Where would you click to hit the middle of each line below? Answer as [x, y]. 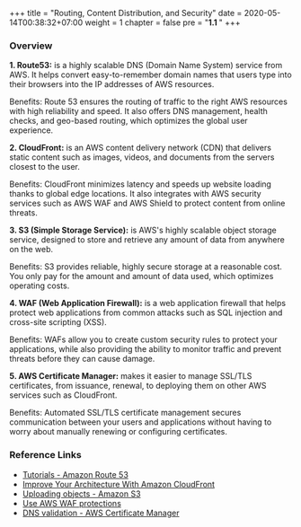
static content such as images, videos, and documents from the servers [142, 157]
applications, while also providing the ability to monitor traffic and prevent [146, 349]
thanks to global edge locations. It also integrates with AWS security [136, 194]
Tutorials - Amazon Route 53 [75, 474]
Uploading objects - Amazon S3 [81, 494]
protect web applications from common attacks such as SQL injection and [146, 312]
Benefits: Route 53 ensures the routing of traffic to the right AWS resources [148, 101]
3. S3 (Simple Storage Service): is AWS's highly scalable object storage [143, 230]
